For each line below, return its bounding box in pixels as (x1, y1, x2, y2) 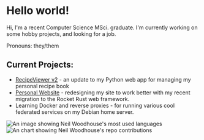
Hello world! (6, 4, 69, 18)
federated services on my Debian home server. (15, 108, 134, 116)
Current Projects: (6, 60, 74, 70)
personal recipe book (15, 82, 69, 89)
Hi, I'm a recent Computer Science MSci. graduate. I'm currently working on (6, 24, 198, 31)
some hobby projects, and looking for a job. (6, 30, 116, 37)
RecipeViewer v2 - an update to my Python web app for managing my (15, 75, 191, 83)
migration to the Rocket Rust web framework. (15, 95, 130, 102)
